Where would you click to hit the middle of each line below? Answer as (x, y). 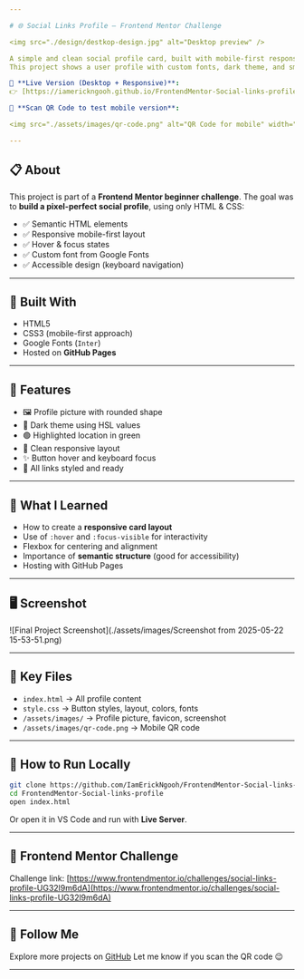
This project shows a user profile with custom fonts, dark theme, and (147, 67)
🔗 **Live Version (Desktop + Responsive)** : (95, 83)
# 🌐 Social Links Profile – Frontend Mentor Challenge (115, 25)
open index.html (40, 802)
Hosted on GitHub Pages (69, 353)
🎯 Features (40, 389)
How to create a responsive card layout (97, 527)
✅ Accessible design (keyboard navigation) (103, 265)
